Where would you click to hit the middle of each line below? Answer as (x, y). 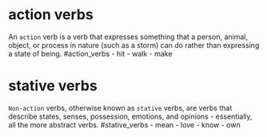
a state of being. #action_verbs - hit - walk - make (90, 53)
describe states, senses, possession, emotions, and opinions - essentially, (131, 116)
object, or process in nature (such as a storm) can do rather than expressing (134, 45)
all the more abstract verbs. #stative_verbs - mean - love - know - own (125, 124)
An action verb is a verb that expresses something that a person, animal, (128, 37)
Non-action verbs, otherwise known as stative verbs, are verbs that (120, 108)
